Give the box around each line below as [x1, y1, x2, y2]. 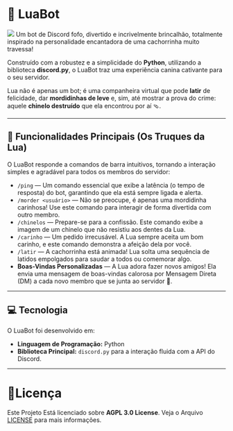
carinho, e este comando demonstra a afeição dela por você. [17, 239, 192, 248]
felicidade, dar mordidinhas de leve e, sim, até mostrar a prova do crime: [7, 94, 216, 102]
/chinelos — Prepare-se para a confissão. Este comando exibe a [17, 218, 203, 226]
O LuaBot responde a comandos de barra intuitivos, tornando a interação [7, 160, 216, 169]
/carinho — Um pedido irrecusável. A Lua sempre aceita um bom [17, 233, 204, 241]
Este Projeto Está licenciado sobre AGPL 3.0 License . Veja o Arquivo [7, 408, 203, 416]
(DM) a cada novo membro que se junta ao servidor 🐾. [17, 277, 173, 285]
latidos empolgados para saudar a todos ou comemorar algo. [17, 255, 192, 263]
